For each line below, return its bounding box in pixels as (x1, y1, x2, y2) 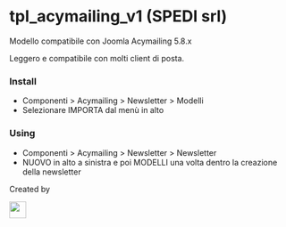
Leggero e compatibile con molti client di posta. (9, 53, 185, 63)
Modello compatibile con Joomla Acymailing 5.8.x (9, 36, 192, 46)
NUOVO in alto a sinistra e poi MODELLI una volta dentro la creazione (21, 157, 278, 167)
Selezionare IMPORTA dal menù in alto (21, 105, 164, 116)
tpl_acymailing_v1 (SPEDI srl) (9, 6, 228, 27)
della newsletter (21, 166, 82, 177)
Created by (9, 183, 51, 194)
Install (9, 75, 38, 87)
